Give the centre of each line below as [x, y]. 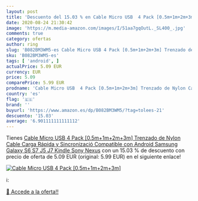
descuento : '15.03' [30, 116]
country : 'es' [24, 94]
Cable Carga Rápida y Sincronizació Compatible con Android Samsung [92, 144]
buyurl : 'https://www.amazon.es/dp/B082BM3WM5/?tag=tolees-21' [85, 110]
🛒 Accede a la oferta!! [32, 192]
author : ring [22, 45]
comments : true [25, 34]
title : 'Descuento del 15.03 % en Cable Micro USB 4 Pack [80, 17]
